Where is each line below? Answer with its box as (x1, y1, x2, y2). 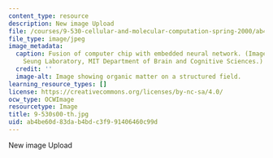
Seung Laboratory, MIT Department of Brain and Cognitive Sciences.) (23, 58, 264, 66)
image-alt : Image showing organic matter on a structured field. (15, 72, 242, 81)
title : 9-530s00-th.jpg (8, 111, 89, 119)
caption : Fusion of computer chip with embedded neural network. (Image (15, 50, 267, 58)
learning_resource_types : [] (8, 80, 107, 88)
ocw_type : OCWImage (8, 95, 75, 103)
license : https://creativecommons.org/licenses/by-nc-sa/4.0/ (8, 87, 223, 96)
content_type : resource (8, 11, 89, 20)
